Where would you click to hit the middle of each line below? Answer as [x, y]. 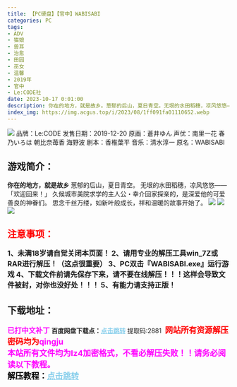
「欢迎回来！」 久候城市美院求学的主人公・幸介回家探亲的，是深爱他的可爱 [116, 194]
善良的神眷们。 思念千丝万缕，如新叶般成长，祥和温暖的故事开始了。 [107, 203]
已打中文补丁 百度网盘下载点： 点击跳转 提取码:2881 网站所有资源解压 [118, 331]
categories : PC [30, 20]
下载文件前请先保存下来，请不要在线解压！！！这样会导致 [123, 275]
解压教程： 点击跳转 [43, 376]
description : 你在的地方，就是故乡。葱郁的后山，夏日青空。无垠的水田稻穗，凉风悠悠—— [120, 106]
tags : [15, 27]
